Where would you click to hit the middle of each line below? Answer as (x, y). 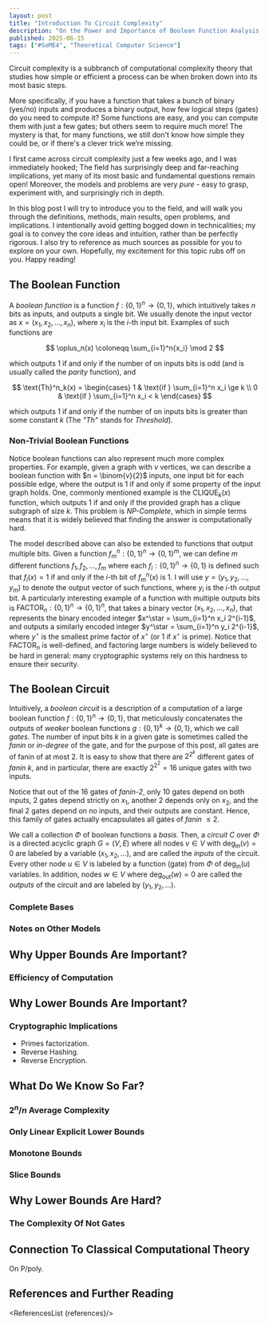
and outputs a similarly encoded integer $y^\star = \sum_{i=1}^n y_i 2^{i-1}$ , (134, 627)
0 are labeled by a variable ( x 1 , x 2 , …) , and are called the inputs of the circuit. (134, 855)
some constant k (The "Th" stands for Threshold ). (91, 420)
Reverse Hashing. (49, 1052)
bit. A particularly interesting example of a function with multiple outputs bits (134, 598)
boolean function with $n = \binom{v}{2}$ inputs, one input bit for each (127, 475)
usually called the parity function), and (73, 372)
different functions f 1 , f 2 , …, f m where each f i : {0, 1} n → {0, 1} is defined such (134, 566)
